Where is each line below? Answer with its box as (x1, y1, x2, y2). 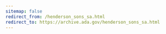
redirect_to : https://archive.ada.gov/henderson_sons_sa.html (5, 19, 160, 25)
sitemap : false (5, 8, 43, 14)
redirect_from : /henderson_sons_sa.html (5, 14, 106, 20)
